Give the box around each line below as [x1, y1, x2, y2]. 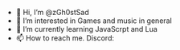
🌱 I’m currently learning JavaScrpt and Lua [15, 25, 158, 33]
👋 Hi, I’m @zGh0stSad [15, 8, 90, 17]
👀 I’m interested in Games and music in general [15, 16, 173, 25]
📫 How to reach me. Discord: [15, 33, 115, 43]
